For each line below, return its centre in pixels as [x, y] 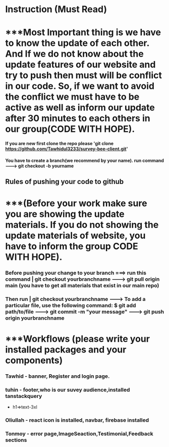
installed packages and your [66, 350]
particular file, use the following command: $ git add [71, 305]
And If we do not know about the [74, 54]
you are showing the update [65, 214]
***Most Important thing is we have [83, 33]
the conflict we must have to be [72, 97]
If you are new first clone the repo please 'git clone [60, 143]
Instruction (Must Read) [56, 9]
